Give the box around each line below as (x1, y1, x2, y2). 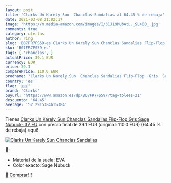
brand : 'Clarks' (5, 88, 40, 93)
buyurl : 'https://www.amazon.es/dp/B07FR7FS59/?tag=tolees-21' (5, 93, 142, 98)
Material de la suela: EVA (12, 156, 65, 163)
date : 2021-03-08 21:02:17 (5, 17, 63, 22)
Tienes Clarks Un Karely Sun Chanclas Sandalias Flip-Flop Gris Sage (5, 116, 149, 122)
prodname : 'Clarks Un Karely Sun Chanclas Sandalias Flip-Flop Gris (5, 74, 158, 79)
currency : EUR (5, 60, 36, 65)
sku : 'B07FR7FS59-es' (5, 45, 51, 50)
